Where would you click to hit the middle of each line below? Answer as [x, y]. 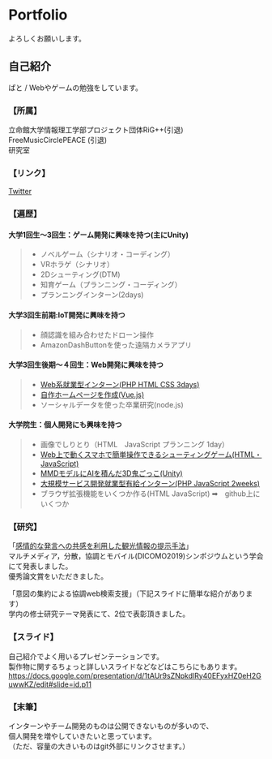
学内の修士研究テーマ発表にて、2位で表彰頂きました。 [99, 614]
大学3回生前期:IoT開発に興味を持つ [67, 315]
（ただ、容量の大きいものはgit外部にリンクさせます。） [99, 746]
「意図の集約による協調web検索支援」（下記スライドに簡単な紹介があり [127, 593]
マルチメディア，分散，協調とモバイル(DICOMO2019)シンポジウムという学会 [136, 556]
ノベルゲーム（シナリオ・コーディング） [108, 254]
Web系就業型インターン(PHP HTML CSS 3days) [120, 384]
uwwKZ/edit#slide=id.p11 [50, 684]
